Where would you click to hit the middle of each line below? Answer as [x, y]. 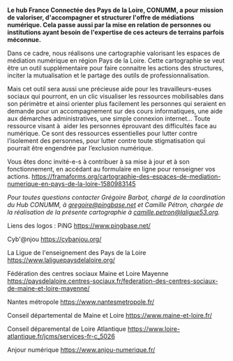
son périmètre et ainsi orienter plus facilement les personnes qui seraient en [116, 103]
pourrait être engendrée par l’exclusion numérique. [80, 148]
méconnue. [24, 40]
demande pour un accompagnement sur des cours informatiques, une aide [115, 111]
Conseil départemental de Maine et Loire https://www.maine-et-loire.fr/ [110, 315]
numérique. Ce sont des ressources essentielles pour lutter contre [102, 133]
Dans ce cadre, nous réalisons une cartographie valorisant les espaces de [114, 53]
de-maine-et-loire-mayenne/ [48, 288]
